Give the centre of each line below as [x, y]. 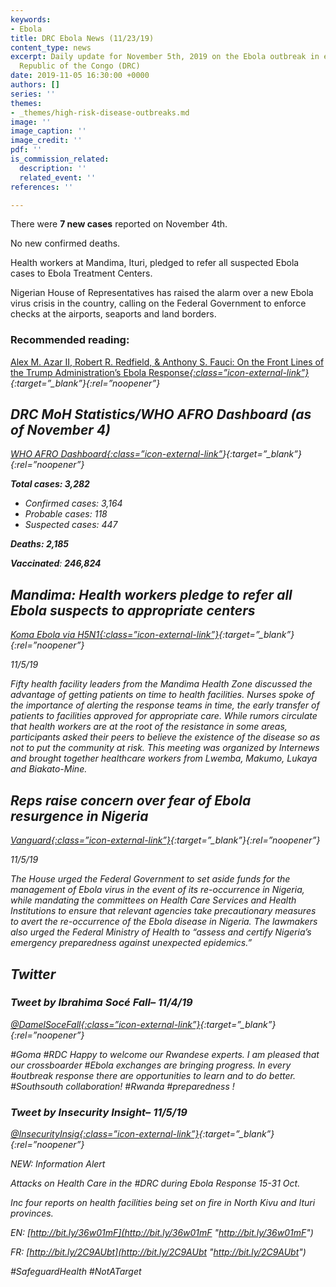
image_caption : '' [48, 131]
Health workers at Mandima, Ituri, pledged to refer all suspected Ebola [155, 263]
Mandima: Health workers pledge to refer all [151, 594]
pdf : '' [26, 150]
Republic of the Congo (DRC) [80, 66]
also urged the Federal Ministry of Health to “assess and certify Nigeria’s [161, 932]
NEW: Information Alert [58, 1164]
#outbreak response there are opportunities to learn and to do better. [153, 1075]
